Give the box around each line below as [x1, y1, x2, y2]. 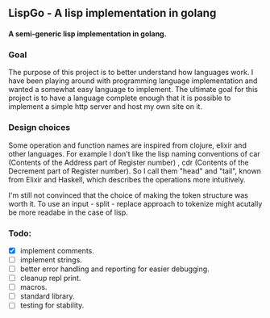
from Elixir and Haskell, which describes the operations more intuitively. [8, 174, 246, 184]
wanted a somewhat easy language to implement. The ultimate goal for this [8, 85, 258, 94]
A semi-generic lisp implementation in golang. [8, 28, 167, 39]
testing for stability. [19, 300, 85, 310]
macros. [19, 282, 48, 292]
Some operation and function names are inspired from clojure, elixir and [8, 140, 247, 150]
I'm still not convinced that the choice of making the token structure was [8, 190, 248, 200]
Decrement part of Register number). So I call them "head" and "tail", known [8, 165, 262, 176]
